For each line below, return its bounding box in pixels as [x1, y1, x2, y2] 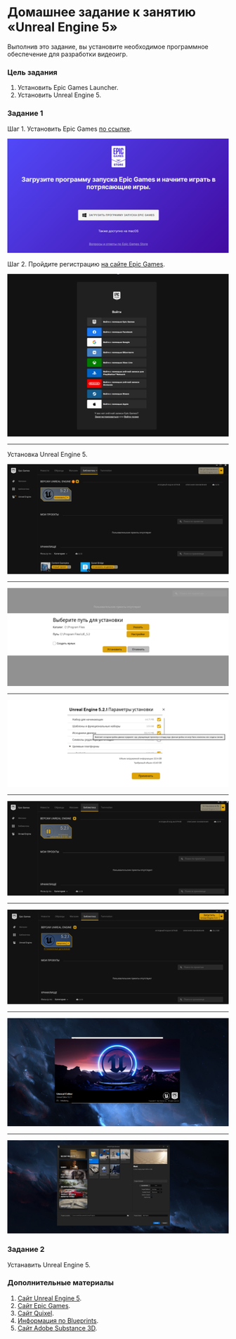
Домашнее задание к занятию [7, 4, 197, 20]
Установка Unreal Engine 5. [7, 450, 88, 458]
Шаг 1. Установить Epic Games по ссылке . [7, 124, 132, 133]
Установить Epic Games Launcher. [17, 84, 119, 92]
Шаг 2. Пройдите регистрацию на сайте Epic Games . [7, 260, 165, 269]
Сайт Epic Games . [17, 1301, 71, 1309]
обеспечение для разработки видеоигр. [7, 50, 128, 58]
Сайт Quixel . [17, 1309, 54, 1317]
